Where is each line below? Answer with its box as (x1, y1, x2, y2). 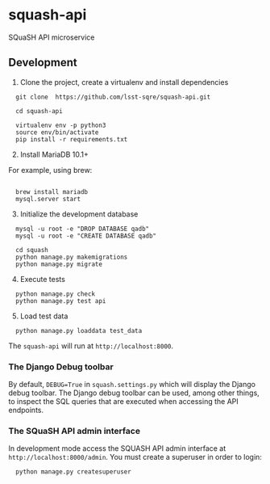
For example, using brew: (8, 165, 93, 175)
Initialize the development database (19, 208, 139, 219)
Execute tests (19, 274, 66, 284)
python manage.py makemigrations (15, 253, 128, 261)
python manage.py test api (15, 297, 106, 305)
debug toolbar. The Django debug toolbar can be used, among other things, (8, 388, 260, 398)
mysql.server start (15, 195, 81, 203)
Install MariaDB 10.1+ (19, 149, 89, 159)
